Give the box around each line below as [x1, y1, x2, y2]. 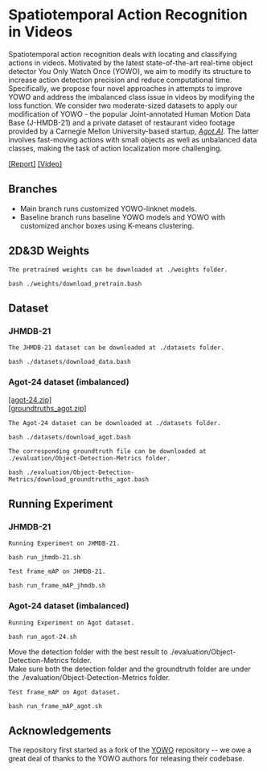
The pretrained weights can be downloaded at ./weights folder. [8, 266, 228, 274]
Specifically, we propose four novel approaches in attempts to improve [8, 83, 243, 93]
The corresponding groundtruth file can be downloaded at [8, 447, 207, 456]
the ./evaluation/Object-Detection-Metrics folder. [8, 672, 170, 682]
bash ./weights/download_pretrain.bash [8, 279, 142, 287]
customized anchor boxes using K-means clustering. [19, 221, 195, 230]
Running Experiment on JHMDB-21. [8, 539, 121, 548]
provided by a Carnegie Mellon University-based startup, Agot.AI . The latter [8, 126, 260, 136]
